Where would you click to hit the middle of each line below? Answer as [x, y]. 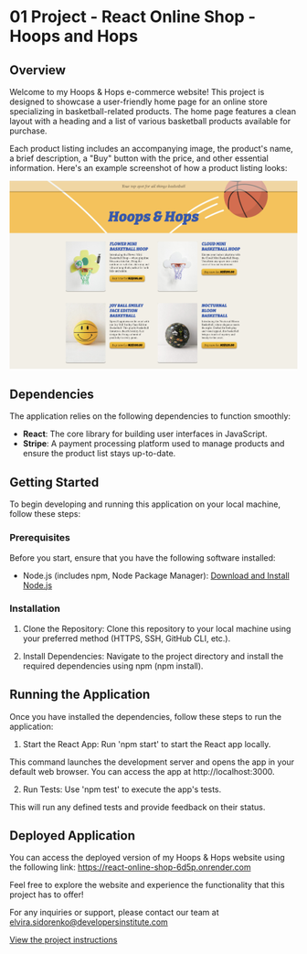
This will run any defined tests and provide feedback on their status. [138, 807]
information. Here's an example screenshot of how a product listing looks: [148, 168]
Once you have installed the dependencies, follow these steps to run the [145, 716]
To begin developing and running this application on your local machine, [145, 504]
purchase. [28, 131]
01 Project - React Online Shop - [132, 17]
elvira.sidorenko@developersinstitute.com [89, 922]
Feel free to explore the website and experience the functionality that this [147, 885]
